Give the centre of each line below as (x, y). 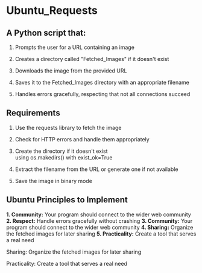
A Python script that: (46, 33)
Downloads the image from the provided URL (71, 71)
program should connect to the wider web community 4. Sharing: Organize (100, 227)
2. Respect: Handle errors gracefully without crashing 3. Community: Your (99, 220)
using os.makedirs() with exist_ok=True (64, 157)
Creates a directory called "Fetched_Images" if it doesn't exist (92, 59)
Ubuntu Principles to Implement (67, 200)
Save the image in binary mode (53, 181)
